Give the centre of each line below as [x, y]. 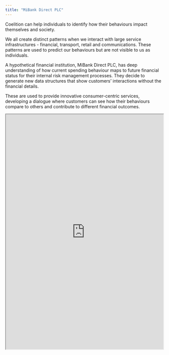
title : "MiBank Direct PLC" [34, 10]
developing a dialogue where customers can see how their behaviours [77, 101]
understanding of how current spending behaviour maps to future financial [82, 70]
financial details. [22, 86]
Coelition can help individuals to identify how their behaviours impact [76, 24]
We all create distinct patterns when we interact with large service [73, 39]
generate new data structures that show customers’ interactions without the [83, 81]
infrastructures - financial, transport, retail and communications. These [78, 44]
